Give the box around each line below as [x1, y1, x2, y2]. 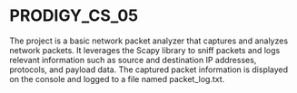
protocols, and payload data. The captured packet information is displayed [9, 64, 289, 75]
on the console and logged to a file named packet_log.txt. [9, 73, 225, 84]
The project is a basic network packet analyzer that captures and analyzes [9, 35, 289, 46]
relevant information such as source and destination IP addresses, [9, 54, 257, 65]
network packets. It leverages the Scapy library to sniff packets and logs [9, 44, 281, 55]
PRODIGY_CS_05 [9, 5, 139, 26]
